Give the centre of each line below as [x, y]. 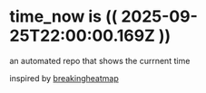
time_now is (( [64, 17]
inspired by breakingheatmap [64, 78]
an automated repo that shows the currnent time [100, 60]
